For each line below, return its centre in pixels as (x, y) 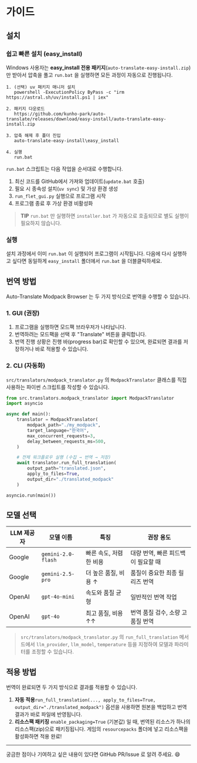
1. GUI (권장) (23, 313)
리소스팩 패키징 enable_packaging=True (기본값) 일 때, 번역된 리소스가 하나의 (102, 722)
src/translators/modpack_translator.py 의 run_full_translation (99, 637)
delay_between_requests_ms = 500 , (67, 441)
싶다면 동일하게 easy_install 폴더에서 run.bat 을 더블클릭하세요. (87, 261)
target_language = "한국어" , (58, 430)
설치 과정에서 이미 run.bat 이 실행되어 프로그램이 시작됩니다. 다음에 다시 (89, 254)
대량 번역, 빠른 (149, 553)
